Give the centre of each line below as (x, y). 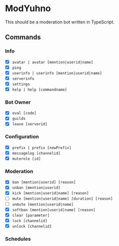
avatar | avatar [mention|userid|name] (53, 62)
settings (21, 84)
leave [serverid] (30, 124)
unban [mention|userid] (36, 188)
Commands (23, 37)
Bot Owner (18, 102)
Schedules (18, 239)
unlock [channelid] (32, 226)
